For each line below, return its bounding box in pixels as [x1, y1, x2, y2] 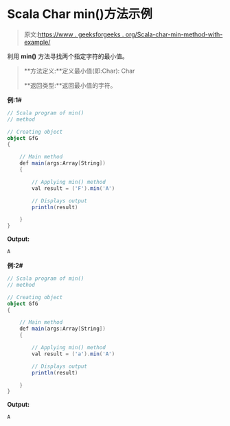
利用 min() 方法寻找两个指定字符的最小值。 [7, 52, 128, 60]
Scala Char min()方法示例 [7, 6, 152, 22]
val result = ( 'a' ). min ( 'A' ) [32, 351, 115, 357]
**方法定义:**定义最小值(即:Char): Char [23, 67, 135, 75]
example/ [23, 38, 51, 46]
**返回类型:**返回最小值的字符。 [23, 81, 117, 89]
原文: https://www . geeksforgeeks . [23, 30, 124, 38]
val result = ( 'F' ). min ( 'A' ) [32, 185, 115, 192]
